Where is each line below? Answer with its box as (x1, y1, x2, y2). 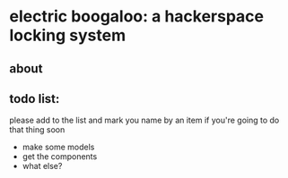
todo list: (9, 91, 60, 106)
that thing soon (9, 124, 65, 135)
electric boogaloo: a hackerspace (9, 6, 265, 27)
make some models (22, 141, 95, 153)
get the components (22, 151, 98, 162)
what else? (22, 161, 63, 172)
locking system (9, 25, 127, 46)
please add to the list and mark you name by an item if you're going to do (9, 114, 280, 126)
